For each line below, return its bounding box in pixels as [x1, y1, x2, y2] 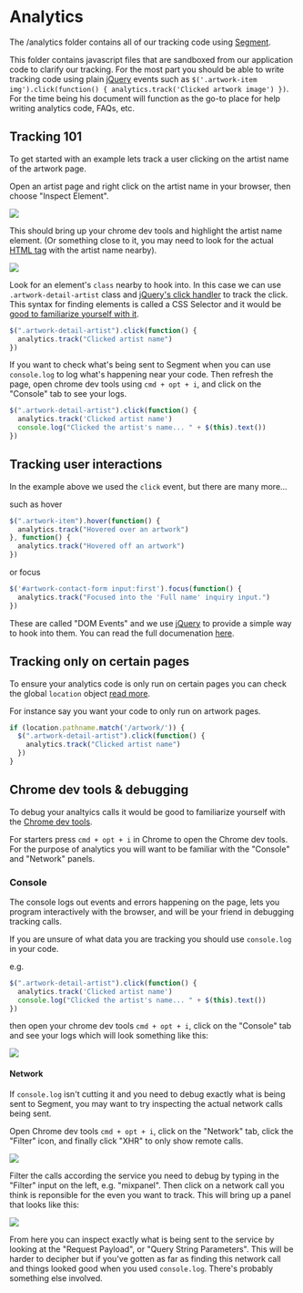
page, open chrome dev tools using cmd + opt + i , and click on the [9, 378, 262, 389]
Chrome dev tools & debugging [9, 782, 189, 798]
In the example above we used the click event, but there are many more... [9, 481, 288, 491]
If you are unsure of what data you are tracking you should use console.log [9, 933, 292, 945]
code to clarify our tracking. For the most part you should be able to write [9, 64, 285, 75]
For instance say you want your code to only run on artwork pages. [9, 705, 261, 717]
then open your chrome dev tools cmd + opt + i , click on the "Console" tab [9, 1020, 292, 1031]
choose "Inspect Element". [9, 190, 109, 202]
